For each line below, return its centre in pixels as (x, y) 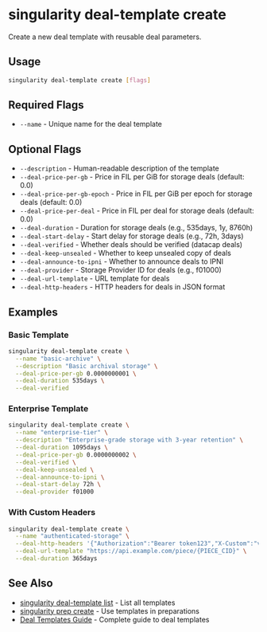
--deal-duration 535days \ (60, 381)
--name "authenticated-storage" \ (72, 536)
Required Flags (46, 105)
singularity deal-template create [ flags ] (79, 80)
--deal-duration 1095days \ (62, 448)
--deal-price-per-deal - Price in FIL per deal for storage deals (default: (137, 211)
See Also (31, 583)
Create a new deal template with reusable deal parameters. (105, 37)
